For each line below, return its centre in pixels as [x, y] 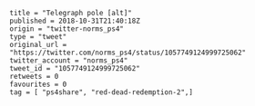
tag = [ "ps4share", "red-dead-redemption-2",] [102, 92]
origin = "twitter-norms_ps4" [67, 29]
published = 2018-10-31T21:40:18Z [75, 21]
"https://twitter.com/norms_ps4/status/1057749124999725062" [128, 53]
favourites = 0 [38, 84]
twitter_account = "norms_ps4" [69, 61]
